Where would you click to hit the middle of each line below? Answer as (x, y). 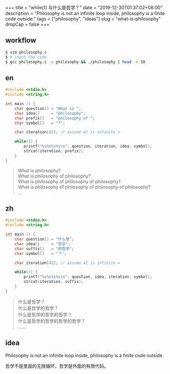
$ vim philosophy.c (26, 52)
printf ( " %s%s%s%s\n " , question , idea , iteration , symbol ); (88, 277)
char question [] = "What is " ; (48, 109)
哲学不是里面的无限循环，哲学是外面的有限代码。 (57, 366)
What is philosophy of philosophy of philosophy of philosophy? (84, 187)
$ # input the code (26, 57)
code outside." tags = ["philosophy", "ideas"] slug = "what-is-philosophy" (83, 19)
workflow (21, 40)
